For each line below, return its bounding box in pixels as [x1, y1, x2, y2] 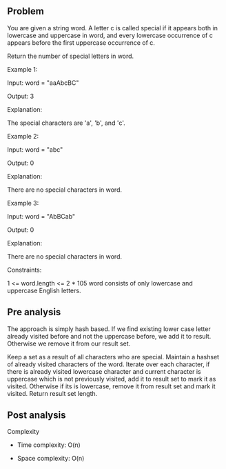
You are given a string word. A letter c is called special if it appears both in [7, 23, 218, 32]
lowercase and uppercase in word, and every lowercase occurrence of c [7, 31, 214, 39]
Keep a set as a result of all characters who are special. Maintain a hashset [7, 352, 219, 361]
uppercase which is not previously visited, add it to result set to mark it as [7, 375, 216, 383]
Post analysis [7, 410, 66, 421]
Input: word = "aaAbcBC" [7, 79, 79, 87]
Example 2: [7, 132, 39, 140]
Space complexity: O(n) [17, 455, 85, 463]
